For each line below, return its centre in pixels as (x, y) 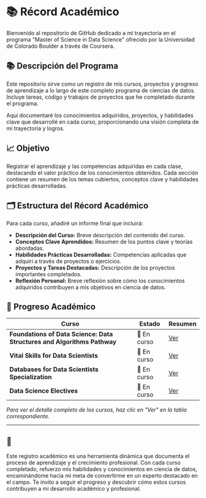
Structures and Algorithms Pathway (63, 342)
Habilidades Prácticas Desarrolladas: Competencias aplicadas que (101, 255)
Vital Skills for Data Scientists (54, 356)
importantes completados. (48, 274)
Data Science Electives (44, 391)
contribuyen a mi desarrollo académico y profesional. (74, 489)
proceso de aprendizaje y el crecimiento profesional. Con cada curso (93, 462)
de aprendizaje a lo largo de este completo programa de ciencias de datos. (101, 90)
